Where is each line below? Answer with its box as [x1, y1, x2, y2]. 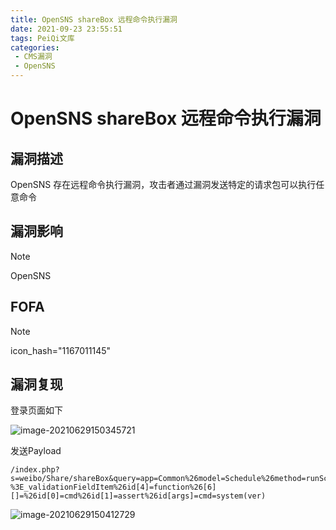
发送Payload [10, 445, 62, 457]
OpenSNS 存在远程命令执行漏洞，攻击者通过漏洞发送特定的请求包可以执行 [10, 179, 317, 190]
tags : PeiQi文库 [10, 33, 75, 43]
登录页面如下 [10, 404, 63, 416]
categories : [10, 42, 60, 53]
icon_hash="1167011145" [10, 344, 112, 356]
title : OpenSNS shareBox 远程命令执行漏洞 [10, 14, 178, 25]
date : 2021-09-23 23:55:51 [10, 24, 123, 34]
